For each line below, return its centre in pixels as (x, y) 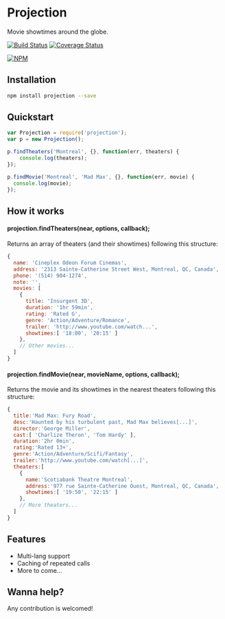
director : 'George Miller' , (52, 428)
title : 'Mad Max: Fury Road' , (55, 416)
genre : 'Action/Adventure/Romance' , (78, 320)
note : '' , (27, 282)
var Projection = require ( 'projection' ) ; (67, 133)
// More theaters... (49, 505)
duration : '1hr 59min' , (59, 308)
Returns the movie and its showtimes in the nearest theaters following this (111, 390)
